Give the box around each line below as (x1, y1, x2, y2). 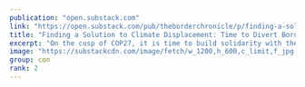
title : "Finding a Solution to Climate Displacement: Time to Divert (9, 30, 279, 39)
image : (9, 47, 34, 56)
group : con (9, 55, 51, 64)
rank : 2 (9, 64, 39, 73)
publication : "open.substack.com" (9, 13, 141, 23)
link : (9, 22, 30, 31)
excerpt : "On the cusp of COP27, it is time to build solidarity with (9, 38, 282, 48)
